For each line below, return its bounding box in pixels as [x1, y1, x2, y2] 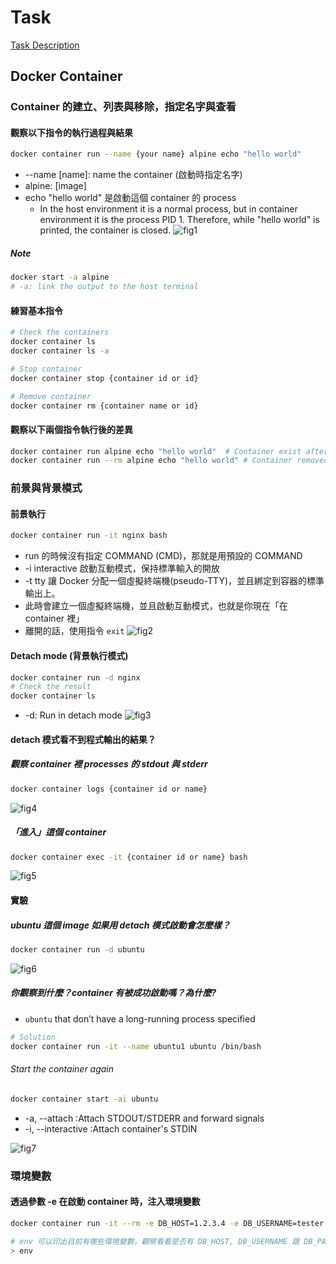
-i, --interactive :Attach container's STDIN [24, 1122, 198, 1135]
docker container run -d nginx [10, 672, 141, 683]
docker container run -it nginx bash [10, 531, 168, 541]
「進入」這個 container [10, 826, 107, 838]
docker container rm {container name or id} [10, 401, 199, 411]
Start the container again [10, 1063, 115, 1075]
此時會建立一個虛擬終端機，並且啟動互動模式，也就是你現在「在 [24, 600, 288, 612]
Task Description [10, 39, 80, 51]
